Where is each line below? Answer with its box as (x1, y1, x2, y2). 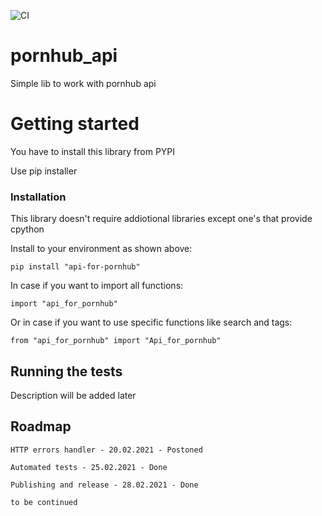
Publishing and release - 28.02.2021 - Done (10, 480, 199, 490)
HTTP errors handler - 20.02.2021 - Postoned (10, 445, 203, 455)
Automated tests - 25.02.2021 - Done (10, 462, 168, 472)
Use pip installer (10, 165, 78, 177)
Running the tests (10, 363, 123, 380)
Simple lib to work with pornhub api (10, 77, 157, 89)
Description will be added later (10, 389, 137, 401)
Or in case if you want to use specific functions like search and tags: (10, 316, 293, 329)
